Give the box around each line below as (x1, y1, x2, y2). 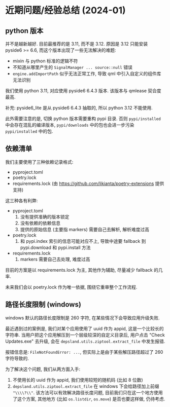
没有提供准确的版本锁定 (20, 213, 70, 219)
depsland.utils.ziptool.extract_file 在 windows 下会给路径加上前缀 (12, 383, 159, 389)
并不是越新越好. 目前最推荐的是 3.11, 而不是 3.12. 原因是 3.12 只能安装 (5, 41, 148, 47)
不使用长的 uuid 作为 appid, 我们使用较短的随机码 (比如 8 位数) (12, 377, 143, 383)
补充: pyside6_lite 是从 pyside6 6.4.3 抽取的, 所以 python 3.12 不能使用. (5, 105, 153, 110)
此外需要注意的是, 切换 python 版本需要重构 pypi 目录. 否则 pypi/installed (5, 116, 161, 122)
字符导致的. (5, 355, 29, 361)
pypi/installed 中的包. (5, 128, 53, 134)
